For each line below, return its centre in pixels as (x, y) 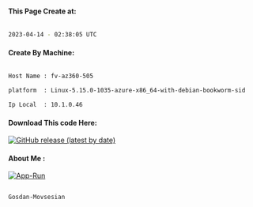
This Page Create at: (42, 11)
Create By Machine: (42, 52)
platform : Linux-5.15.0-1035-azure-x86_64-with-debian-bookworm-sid (127, 91)
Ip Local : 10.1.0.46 (45, 105)
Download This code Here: (53, 122)
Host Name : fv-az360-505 (51, 76)
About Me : (27, 158)
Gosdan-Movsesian (37, 198)
